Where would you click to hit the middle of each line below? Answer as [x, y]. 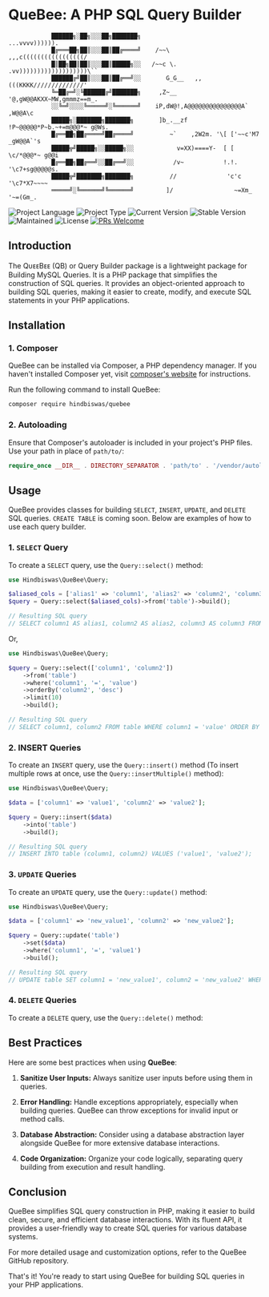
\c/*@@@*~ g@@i [34, 155]
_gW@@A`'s [25, 141]
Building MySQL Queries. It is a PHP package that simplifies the [113, 275]
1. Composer [33, 348]
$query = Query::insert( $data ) [60, 817]
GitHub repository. [39, 1261]
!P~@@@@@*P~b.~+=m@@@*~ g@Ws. [59, 127]
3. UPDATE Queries [42, 875]
